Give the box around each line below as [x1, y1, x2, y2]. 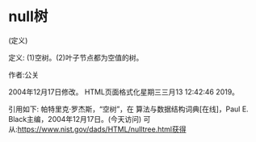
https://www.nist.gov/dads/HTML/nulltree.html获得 [17, 124, 187, 134]
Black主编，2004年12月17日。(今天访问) [8, 114, 142, 123]
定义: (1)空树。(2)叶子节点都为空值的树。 [8, 52, 144, 62]
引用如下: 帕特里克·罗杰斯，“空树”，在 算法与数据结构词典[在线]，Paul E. [8, 104, 249, 114]
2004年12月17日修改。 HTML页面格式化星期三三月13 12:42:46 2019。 [8, 86, 240, 97]
